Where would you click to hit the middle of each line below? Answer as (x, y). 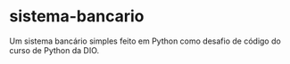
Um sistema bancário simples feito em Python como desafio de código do (145, 41)
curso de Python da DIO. (54, 50)
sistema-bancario (77, 16)
